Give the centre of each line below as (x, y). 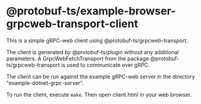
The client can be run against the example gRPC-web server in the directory (101, 76)
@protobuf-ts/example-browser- (91, 11)
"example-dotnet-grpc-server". (45, 83)
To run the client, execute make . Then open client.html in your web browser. (99, 94)
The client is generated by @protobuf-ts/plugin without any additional (93, 52)
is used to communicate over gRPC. (106, 65)
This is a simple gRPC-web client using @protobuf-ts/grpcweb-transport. (97, 40)
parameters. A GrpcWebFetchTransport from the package (78, 58)
